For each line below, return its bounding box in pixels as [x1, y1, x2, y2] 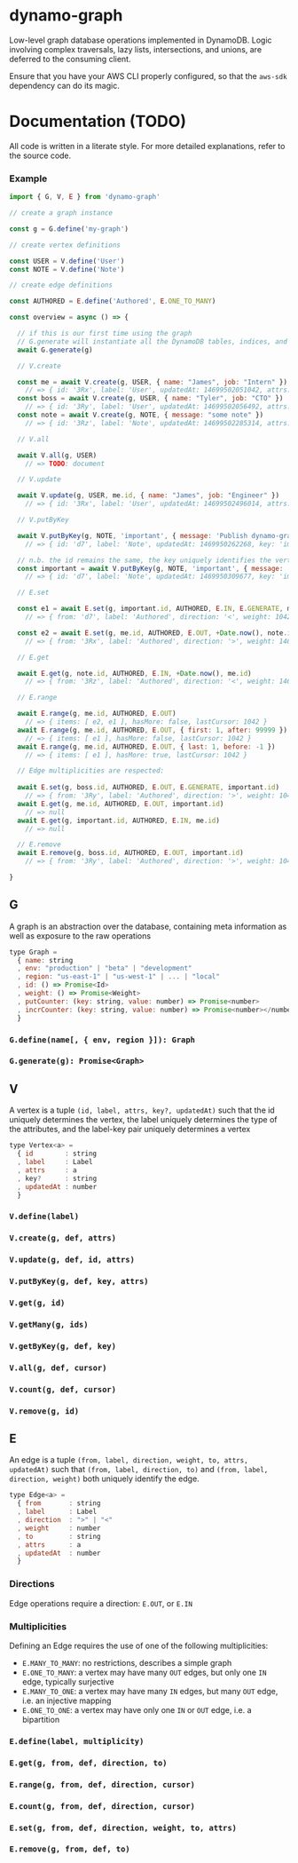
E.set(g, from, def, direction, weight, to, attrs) [9, 1822, 238, 1833]
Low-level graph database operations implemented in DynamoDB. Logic [9, 35, 272, 45]
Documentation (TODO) [9, 112, 186, 131]
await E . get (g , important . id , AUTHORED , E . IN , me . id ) [17, 816, 220, 825]
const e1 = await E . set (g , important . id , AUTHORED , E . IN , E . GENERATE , [17, 605, 284, 614]
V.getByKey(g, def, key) [9, 1341, 117, 1351]
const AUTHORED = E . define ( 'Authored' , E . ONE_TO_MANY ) [9, 297, 216, 306]
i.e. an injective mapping [21, 1695, 112, 1706]
